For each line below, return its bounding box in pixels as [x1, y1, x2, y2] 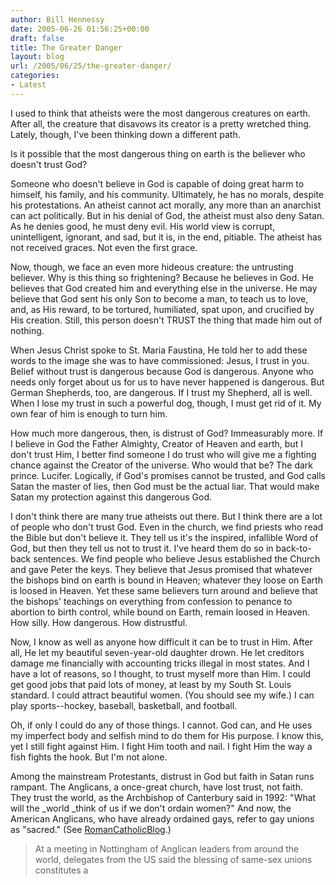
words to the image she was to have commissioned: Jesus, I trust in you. [10, 354, 310, 366]
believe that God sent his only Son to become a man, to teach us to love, [10, 292, 309, 305]
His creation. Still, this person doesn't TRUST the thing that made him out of [10, 314, 323, 326]
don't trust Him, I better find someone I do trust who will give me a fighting [10, 448, 317, 460]
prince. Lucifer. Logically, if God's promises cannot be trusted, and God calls [10, 469, 326, 481]
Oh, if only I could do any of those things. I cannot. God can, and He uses [10, 719, 313, 731]
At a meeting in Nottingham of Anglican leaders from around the [34, 842, 300, 855]
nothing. [10, 324, 45, 336]
